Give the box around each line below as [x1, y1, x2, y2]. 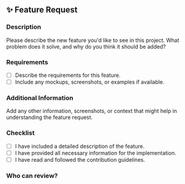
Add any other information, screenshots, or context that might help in [6, 108, 177, 115]
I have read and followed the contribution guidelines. [14, 156, 145, 163]
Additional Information [6, 94, 74, 102]
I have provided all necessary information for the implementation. [14, 149, 177, 156]
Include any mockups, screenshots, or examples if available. [14, 78, 165, 86]
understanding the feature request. [6, 114, 93, 121]
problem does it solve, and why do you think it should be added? [6, 43, 166, 50]
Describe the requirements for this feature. [14, 72, 121, 79]
